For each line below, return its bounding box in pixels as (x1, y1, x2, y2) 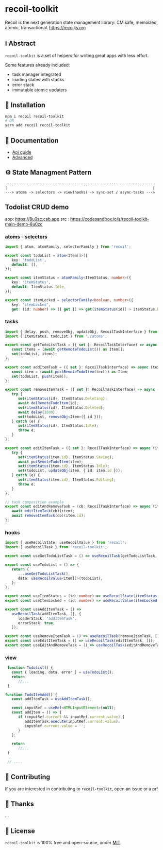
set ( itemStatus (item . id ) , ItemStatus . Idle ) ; (17, 464, 110, 468)
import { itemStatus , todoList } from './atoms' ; (5, 334, 108, 339)
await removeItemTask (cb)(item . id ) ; (11, 513, 86, 518)
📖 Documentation (5, 136, 59, 144)
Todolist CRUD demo (5, 203, 69, 211)
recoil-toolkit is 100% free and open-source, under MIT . (5, 840, 122, 846)
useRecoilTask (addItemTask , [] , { (11, 611, 81, 616)
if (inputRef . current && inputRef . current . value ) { (17, 714, 125, 720)
